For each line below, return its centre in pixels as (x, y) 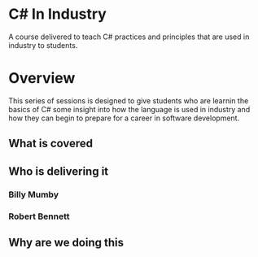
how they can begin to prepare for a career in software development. (124, 118)
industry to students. (43, 45)
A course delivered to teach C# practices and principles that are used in (129, 37)
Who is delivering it (59, 171)
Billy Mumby (34, 194)
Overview (42, 78)
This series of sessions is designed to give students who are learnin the (129, 100)
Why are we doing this (66, 242)
